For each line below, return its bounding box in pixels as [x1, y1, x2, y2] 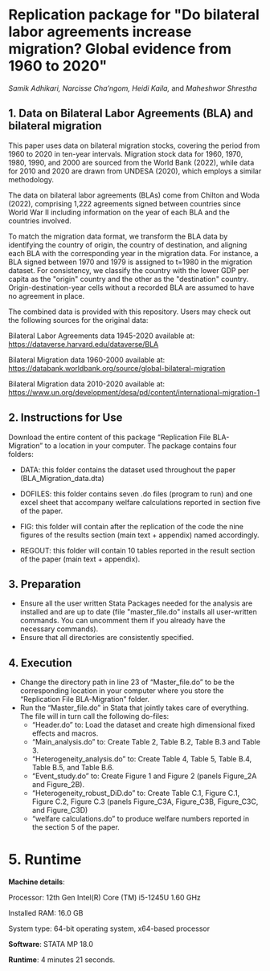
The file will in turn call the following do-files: [19, 712, 170, 721]
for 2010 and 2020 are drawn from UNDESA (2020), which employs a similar [8, 166, 262, 176]
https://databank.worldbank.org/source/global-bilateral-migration [8, 363, 226, 373]
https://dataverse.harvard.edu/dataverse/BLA [8, 339, 159, 349]
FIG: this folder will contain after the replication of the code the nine [19, 521, 243, 531]
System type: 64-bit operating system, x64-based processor [8, 924, 211, 933]
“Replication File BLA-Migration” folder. [19, 695, 150, 704]
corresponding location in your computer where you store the [19, 686, 224, 696]
